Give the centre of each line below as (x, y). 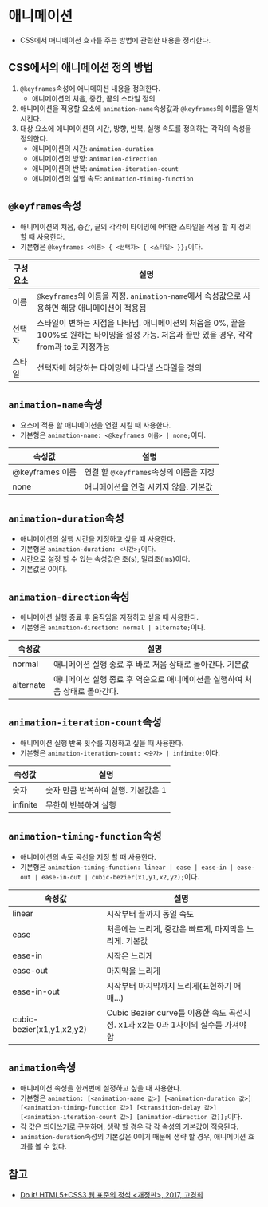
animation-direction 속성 (69, 596)
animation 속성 (42, 1068)
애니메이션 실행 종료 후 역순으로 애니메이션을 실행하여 (148, 679)
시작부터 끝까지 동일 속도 (150, 914)
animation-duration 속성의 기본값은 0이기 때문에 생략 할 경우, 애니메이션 (133, 1137)
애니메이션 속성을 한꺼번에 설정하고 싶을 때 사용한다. (100, 1088)
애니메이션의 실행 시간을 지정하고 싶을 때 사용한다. (97, 539)
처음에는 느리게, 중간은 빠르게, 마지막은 (175, 929)
